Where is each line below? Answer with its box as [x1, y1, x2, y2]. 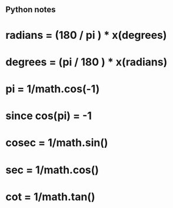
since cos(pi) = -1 [5, 109, 92, 123]
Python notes [5, 5, 56, 15]
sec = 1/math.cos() [5, 163, 99, 176]
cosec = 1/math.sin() [5, 136, 108, 150]
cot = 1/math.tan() [5, 190, 95, 203]
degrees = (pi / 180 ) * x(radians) [5, 55, 168, 68]
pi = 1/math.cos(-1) [5, 82, 100, 95]
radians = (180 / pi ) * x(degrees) [5, 28, 167, 42]
